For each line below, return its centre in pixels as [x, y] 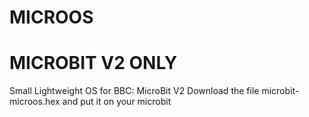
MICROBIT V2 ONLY [93, 63]
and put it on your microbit [117, 102]
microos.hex [35, 102]
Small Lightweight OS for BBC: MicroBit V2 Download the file [134, 91]
